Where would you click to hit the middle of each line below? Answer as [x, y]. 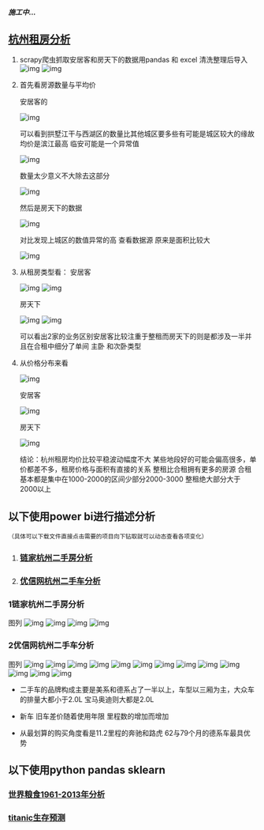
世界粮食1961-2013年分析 [57, 794]
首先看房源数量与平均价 [58, 85]
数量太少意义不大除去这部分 [65, 176]
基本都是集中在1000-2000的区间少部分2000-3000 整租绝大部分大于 [130, 479]
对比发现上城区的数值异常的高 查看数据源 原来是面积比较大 [115, 240]
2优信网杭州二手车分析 [51, 646]
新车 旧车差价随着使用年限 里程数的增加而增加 [94, 716]
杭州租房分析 [39, 39]
